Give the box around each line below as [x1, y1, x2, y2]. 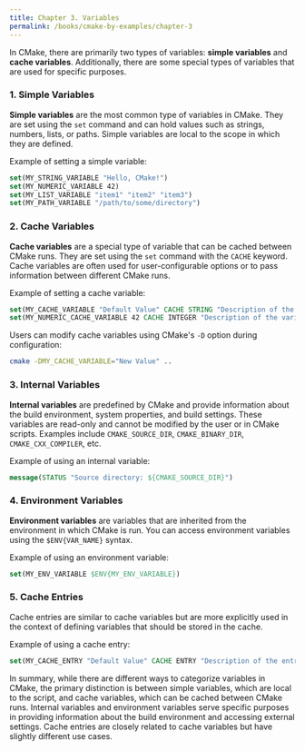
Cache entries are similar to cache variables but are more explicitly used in [9, 611, 289, 622]
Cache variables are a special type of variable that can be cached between [9, 241, 292, 252]
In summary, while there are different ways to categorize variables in [9, 673, 266, 684]
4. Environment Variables [9, 494, 123, 507]
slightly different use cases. [9, 730, 113, 741]
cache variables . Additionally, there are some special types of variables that [9, 56, 295, 67]
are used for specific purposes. [9, 65, 127, 77]
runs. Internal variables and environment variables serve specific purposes [9, 701, 290, 713]
